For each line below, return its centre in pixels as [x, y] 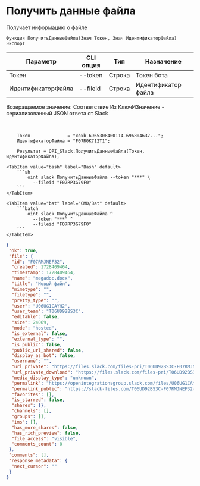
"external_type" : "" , [38, 339]
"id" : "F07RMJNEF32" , [38, 262]
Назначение [163, 61]
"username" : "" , [32, 361]
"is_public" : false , [37, 344]
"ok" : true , [24, 250]
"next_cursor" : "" [35, 466]
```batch [28, 208]
